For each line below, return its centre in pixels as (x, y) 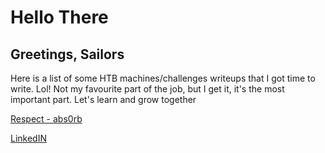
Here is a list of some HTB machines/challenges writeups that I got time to (163, 78)
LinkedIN (28, 138)
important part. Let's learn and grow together (103, 99)
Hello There (59, 17)
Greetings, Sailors (67, 54)
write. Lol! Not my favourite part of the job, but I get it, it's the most (147, 89)
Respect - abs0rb (46, 119)
